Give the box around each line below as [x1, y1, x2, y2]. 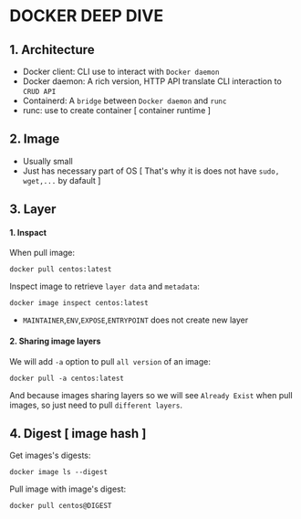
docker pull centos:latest [9, 265, 112, 274]
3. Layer [9, 202, 57, 217]
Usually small [22, 155, 73, 166]
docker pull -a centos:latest [9, 374, 125, 383]
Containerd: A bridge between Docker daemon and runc [22, 95, 227, 106]
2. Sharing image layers [9, 335, 101, 346]
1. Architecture [9, 42, 95, 58]
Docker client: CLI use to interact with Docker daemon [22, 66, 220, 77]
